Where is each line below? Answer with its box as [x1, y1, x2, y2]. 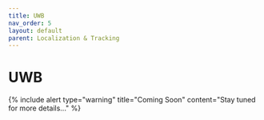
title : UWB [8, 11, 45, 20]
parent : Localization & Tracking [8, 34, 120, 42]
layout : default [8, 26, 62, 34]
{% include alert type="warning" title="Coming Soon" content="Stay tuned [8, 95, 256, 105]
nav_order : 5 [8, 19, 52, 27]
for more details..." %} [8, 103, 82, 113]
